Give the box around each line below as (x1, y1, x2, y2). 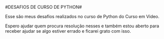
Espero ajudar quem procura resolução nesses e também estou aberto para (5, 23, 160, 29)
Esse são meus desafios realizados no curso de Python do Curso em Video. (5, 14, 160, 19)
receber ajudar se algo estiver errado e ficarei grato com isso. (5, 28, 131, 34)
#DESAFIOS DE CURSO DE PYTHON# (5, 4, 82, 10)
